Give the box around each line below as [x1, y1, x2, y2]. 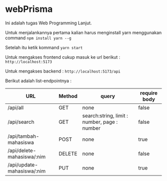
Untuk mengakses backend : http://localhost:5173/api [5, 68, 121, 74]
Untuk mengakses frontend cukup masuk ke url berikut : [5, 54, 120, 60]
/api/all [7, 104, 24, 111]
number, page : [82, 118, 118, 125]
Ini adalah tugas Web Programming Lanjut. [5, 20, 92, 26]
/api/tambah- [7, 133, 40, 140]
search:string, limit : [82, 112, 128, 119]
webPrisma [5, 3, 53, 15]
